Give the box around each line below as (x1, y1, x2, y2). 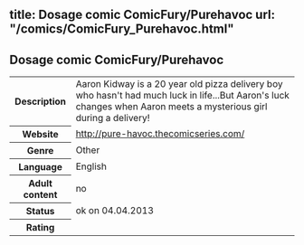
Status (25, 204, 55, 217)
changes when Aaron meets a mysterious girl (75, 100, 268, 113)
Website (22, 127, 59, 140)
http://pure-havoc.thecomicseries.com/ (75, 127, 245, 139)
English (75, 160, 107, 173)
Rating (25, 221, 55, 233)
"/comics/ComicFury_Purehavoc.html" (9, 22, 234, 37)
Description (14, 95, 66, 108)
